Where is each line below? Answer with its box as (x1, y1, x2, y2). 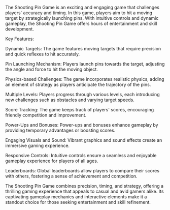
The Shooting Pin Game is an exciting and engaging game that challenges (5, 5, 160, 10)
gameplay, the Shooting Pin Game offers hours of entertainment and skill (5, 20, 157, 26)
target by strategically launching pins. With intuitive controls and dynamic (5, 15, 159, 21)
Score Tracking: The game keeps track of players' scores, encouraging (5, 107, 154, 112)
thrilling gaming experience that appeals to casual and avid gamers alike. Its (5, 188, 164, 194)
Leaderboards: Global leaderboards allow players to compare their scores (5, 168, 160, 173)
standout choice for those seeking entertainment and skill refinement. (5, 199, 151, 205)
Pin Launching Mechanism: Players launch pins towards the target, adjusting (5, 61, 165, 67)
